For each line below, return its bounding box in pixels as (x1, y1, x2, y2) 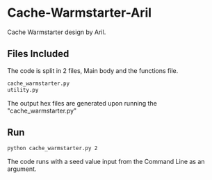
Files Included (7, 48, 70, 60)
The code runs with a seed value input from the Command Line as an (7, 158, 205, 166)
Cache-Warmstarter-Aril (7, 5, 152, 21)
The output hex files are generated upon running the (7, 99, 158, 107)
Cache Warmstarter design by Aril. (7, 28, 106, 36)
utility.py (7, 86, 39, 93)
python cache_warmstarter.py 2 (7, 145, 98, 152)
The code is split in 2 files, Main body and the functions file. (7, 66, 179, 74)
